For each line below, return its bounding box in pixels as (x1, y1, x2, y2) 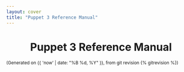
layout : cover (6, 8, 42, 15)
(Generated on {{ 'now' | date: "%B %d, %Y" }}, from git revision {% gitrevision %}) (6, 60, 179, 66)
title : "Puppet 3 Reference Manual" (6, 14, 98, 20)
